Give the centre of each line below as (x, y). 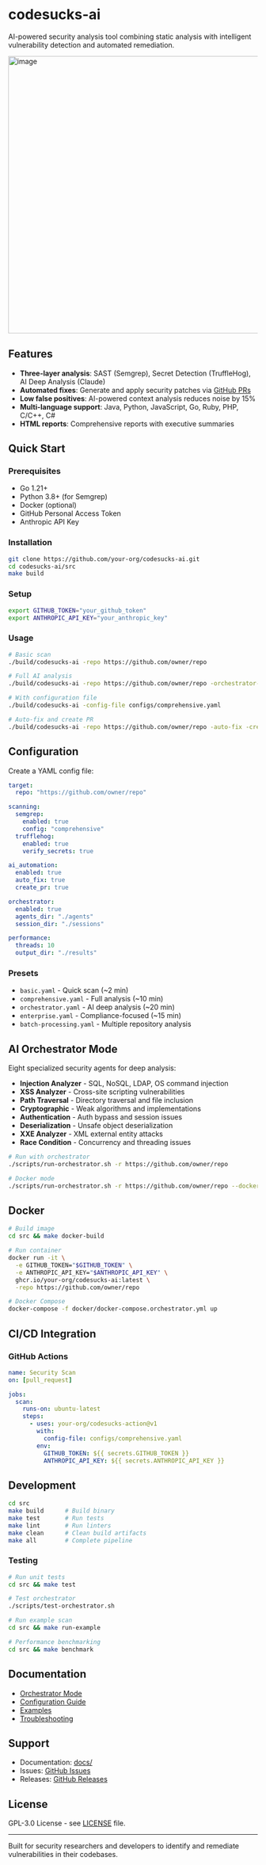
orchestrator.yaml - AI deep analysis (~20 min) (97, 1007)
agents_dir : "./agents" (54, 917)
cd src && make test (42, 1585)
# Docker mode (32, 1178)
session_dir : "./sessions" (60, 924)
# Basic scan (30, 654)
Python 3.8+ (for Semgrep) (64, 497)
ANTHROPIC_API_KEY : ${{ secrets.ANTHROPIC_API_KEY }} (134, 1461)
